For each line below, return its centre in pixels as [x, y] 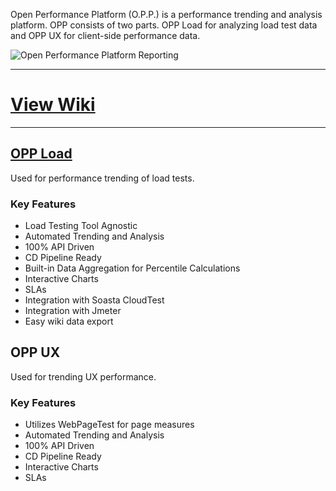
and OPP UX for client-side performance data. [105, 35]
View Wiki [53, 105]
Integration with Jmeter [73, 311]
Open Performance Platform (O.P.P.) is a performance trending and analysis [166, 14]
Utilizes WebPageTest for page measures [109, 425]
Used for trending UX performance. [83, 376]
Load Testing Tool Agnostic [81, 226]
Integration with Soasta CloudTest [94, 300]
